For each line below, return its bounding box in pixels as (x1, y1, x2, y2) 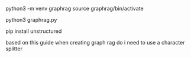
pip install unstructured (5, 28, 62, 35)
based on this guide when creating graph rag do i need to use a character (5, 39, 185, 46)
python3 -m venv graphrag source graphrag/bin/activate (5, 5, 144, 12)
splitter (5, 45, 23, 52)
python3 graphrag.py (5, 16, 57, 23)
